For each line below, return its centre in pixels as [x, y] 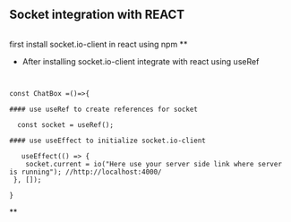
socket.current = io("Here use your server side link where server [154, 164]
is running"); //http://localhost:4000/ [86, 172]
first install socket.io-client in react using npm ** [98, 44]
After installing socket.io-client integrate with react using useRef [141, 61]
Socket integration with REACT [97, 15]
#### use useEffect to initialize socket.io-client [107, 141]
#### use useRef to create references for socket [104, 109]
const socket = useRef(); [66, 124]
